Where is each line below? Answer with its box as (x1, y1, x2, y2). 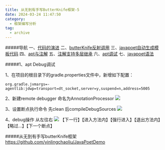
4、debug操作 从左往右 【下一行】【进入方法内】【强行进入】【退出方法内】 (5, 117, 161, 122)
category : (5, 16, 26, 21)
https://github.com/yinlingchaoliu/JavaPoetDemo (5, 139, 105, 145)
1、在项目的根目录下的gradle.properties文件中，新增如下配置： (5, 72, 134, 77)
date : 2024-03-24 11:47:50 (5, 12, 61, 17)
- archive (9, 30, 30, 35)
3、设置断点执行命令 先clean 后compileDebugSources (5, 106, 116, 112)
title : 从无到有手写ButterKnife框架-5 (5, 7, 80, 12)
